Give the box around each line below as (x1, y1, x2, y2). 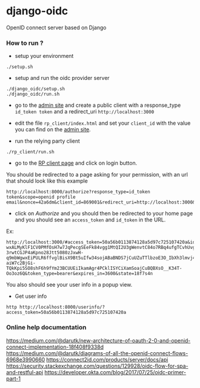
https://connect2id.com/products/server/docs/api (46, 356, 168, 363)
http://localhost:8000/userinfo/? (19, 304, 105, 310)
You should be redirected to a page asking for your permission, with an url (6, 171, 188, 178)
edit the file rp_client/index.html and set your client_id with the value (14, 119, 191, 127)
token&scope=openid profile (6, 194, 76, 201)
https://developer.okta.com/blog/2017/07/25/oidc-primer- (44, 368, 186, 375)
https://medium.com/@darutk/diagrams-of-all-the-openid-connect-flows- (6, 349, 189, 356)
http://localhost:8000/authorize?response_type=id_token (6, 189, 151, 195)
